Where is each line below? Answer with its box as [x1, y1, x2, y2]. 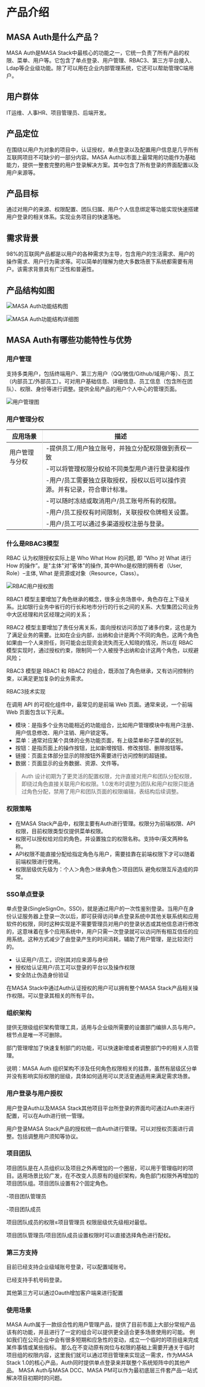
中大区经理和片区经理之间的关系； [6, 611, 92, 618]
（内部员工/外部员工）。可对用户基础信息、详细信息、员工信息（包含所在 [6, 377, 188, 385]
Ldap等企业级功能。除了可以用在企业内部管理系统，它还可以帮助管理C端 [6, 65, 189, 71]
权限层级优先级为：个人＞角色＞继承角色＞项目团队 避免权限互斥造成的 [15, 865, 193, 873]
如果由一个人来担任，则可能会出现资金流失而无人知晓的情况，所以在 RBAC [6, 639, 193, 646]
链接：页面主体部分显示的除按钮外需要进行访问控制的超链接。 [15, 752, 171, 759]
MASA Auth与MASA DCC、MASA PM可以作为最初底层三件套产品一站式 [18, 1367, 198, 1374]
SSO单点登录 [6, 889, 45, 898]
